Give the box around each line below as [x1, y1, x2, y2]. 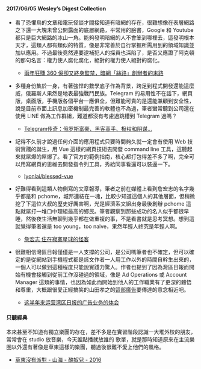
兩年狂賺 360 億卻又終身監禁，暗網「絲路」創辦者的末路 [23, 69, 164, 77]
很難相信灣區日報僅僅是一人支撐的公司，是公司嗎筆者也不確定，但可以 [14, 248, 190, 256]
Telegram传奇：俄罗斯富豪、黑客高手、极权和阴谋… [23, 125, 152, 133]
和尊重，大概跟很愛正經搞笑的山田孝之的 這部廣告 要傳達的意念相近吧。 [14, 286, 190, 294]
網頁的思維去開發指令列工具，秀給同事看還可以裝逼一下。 [31, 160, 173, 168]
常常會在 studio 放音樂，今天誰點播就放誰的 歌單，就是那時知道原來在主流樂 [6, 336, 195, 343]
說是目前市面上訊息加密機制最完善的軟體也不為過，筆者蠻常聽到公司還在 [14, 105, 194, 112]
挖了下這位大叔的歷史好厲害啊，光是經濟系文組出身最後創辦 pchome [14, 200, 185, 207]
